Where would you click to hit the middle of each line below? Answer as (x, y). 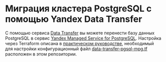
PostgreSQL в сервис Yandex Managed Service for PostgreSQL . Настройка (83, 38)
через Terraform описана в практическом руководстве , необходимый (80, 43)
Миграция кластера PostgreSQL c (79, 9)
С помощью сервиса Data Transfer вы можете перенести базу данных (80, 33)
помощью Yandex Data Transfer (74, 19)
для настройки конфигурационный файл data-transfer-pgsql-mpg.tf (76, 49)
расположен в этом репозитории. (41, 54)
